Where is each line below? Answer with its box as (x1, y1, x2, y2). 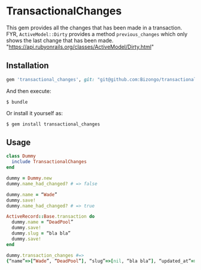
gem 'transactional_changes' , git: (6, 76, 95, 82)
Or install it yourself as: (6, 109, 63, 116)
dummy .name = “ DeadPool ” (11, 219, 74, 226)
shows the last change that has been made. (6, 37, 114, 44)
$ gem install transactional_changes (6, 121, 100, 127)
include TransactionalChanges (11, 159, 87, 165)
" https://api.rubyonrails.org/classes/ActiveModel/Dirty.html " (6, 43, 154, 50)
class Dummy (6, 153, 36, 160)
